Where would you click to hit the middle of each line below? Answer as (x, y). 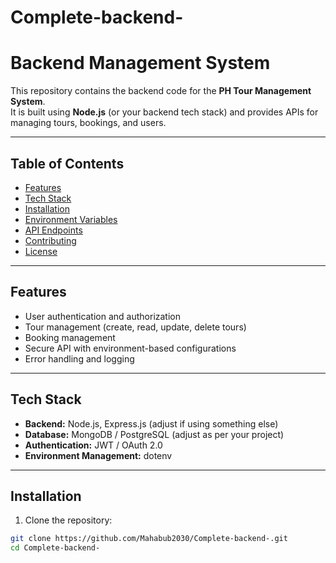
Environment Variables (71, 219)
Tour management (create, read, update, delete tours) (135, 327)
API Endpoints (53, 230)
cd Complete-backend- (55, 548)
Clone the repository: (68, 520)
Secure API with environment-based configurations (130, 348)
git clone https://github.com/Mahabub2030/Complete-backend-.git (149, 539)
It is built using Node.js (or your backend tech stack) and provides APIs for (164, 112)
